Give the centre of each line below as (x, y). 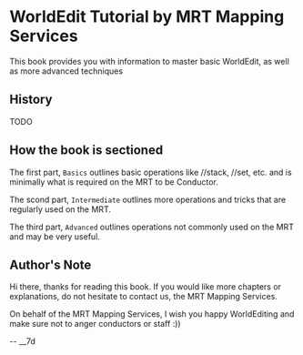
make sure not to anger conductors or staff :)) (95, 324)
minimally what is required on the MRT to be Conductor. (114, 182)
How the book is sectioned (86, 151)
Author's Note (50, 264)
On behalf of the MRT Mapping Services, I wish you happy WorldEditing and (152, 314)
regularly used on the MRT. (61, 209)
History (31, 100)
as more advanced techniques (66, 71)
